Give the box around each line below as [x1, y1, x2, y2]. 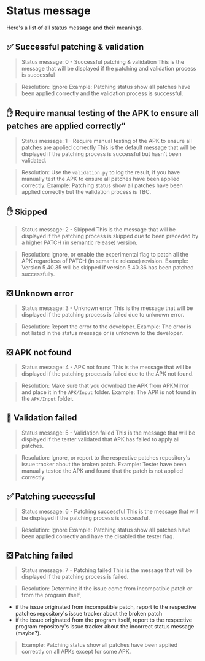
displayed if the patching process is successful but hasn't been [21, 150, 182, 157]
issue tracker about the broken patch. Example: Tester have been [21, 460, 187, 468]
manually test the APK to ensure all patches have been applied [21, 175, 180, 182]
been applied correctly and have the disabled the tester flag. [21, 532, 175, 540]
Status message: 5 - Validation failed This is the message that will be [21, 429, 195, 436]
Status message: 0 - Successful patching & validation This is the [21, 58, 185, 65]
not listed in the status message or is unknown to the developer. [21, 330, 184, 337]
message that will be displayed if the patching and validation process [21, 64, 196, 72]
